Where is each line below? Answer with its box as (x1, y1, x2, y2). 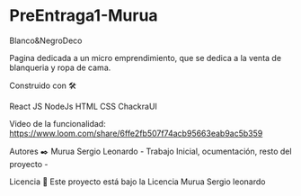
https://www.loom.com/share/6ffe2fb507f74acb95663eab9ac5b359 (9, 128, 263, 138)
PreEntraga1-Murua (9, 5, 159, 26)
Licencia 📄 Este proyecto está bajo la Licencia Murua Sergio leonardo (9, 176, 266, 187)
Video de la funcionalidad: (9, 118, 106, 129)
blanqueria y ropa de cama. (9, 62, 111, 73)
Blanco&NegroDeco (9, 35, 83, 46)
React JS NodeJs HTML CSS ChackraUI (9, 101, 157, 111)
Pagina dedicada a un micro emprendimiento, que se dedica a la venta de (9, 52, 281, 63)
